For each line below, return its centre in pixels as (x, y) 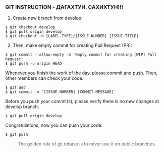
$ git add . (18, 88)
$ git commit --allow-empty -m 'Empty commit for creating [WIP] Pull (81, 55)
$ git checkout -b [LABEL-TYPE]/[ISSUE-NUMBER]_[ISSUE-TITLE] (72, 36)
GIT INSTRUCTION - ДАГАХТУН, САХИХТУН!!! (64, 7)
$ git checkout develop (30, 27)
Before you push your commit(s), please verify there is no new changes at (82, 102)
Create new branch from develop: (47, 18)
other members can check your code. (44, 78)
